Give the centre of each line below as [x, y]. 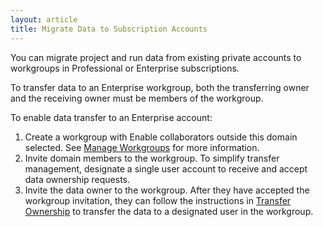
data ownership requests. [77, 179]
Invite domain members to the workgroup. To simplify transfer [152, 158]
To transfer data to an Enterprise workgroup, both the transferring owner [160, 87]
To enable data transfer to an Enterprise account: [111, 117]
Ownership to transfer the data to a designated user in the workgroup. [169, 211]
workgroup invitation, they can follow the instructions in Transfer [158, 200]
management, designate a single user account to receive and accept [166, 168]
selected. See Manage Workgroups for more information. [142, 147]
